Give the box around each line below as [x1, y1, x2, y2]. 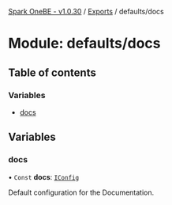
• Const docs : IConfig [8, 172, 80, 181]
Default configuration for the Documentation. [8, 188, 155, 197]
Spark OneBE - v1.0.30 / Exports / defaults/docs [8, 7, 164, 16]
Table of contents [8, 66, 96, 79]
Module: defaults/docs [8, 35, 161, 52]
